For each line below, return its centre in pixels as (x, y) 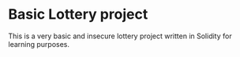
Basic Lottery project (78, 14)
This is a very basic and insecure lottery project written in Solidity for (120, 36)
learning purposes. (39, 44)
